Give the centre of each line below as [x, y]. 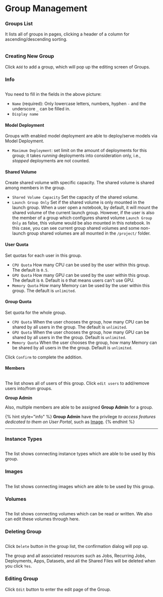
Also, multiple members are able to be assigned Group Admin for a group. [79, 407]
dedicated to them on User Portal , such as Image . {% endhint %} [70, 422]
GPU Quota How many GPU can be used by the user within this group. [81, 275]
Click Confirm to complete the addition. [44, 357]
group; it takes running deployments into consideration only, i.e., [76, 155]
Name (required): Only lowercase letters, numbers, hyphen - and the [79, 104]
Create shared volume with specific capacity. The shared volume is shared [80, 183]
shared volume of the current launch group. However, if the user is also [83, 213]
